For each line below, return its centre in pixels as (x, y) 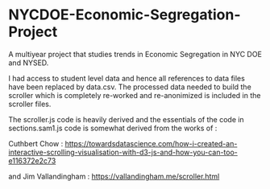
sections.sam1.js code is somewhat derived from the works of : (113, 128)
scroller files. (30, 104)
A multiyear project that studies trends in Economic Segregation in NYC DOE (135, 54)
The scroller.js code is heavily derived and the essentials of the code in (126, 119)
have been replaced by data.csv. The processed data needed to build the (130, 87)
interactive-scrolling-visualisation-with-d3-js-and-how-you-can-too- (123, 152)
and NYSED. (29, 63)
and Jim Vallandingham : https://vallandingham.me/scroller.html (114, 176)
